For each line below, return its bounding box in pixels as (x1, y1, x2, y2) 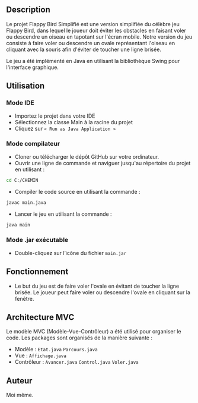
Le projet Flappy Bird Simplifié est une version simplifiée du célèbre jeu (6, 20, 180, 27)
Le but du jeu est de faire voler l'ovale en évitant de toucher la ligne (14, 282, 180, 289)
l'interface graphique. (6, 64, 59, 71)
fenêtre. (14, 295, 34, 302)
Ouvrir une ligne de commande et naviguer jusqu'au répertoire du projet (14, 159, 191, 166)
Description (6, 5, 50, 15)
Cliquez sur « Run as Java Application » (14, 125, 116, 132)
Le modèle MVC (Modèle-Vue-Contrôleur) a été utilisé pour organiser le (6, 328, 181, 335)
